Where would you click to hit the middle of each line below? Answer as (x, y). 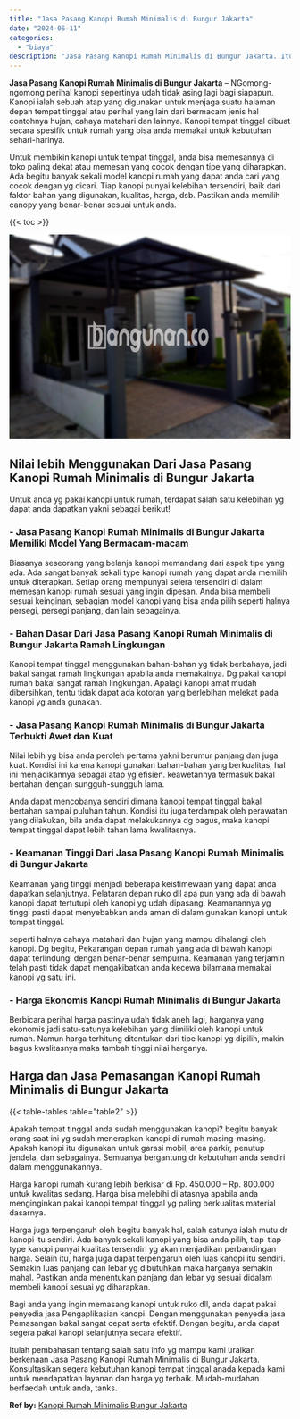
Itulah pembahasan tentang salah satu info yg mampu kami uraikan (133, 1349)
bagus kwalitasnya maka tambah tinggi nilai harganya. (108, 1048)
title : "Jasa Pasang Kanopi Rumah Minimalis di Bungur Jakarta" (131, 19)
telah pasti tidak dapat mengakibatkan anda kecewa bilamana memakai (140, 967)
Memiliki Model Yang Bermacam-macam (99, 543)
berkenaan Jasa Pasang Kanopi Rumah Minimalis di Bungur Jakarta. (135, 1359)
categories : (31, 38)
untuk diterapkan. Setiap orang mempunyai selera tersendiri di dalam (136, 581)
